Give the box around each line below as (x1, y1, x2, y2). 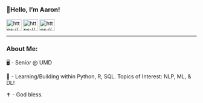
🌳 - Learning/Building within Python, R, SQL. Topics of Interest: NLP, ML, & (6, 72, 192, 80)
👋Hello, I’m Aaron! (6, 5, 60, 14)
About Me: (6, 45, 38, 53)
